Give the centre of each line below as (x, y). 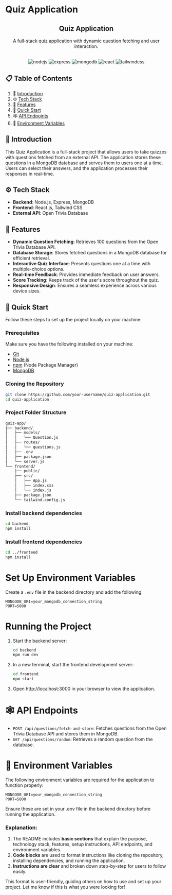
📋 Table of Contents (39, 79)
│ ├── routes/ (23, 442)
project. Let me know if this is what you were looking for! (65, 887)
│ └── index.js (33, 490)
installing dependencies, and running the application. (69, 860)
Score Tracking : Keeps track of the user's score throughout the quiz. (86, 280)
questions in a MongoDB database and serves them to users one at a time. (84, 163)
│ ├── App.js (31, 481)
